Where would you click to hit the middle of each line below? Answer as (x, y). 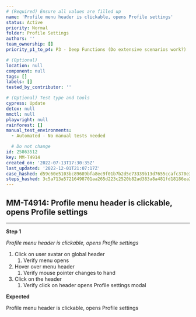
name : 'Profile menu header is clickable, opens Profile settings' (90, 17)
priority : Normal (27, 28)
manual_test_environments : (39, 130)
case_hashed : (22, 174)
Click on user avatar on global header (60, 254)
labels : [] (19, 82)
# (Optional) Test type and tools (48, 98)
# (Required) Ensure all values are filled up (64, 11)
